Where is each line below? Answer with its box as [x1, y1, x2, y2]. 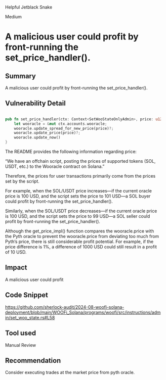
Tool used [5, 329, 36, 337]
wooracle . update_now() [14, 135, 61, 140]
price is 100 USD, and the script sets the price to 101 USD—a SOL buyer [5, 193, 151, 199]
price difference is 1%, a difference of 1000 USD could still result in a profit [5, 244, 157, 250]
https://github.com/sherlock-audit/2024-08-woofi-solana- [5, 304, 124, 310]
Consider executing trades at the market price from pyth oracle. [5, 370, 135, 376]
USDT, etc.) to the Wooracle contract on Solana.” [5, 163, 105, 170]
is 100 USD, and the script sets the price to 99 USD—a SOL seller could [5, 213, 150, 219]
